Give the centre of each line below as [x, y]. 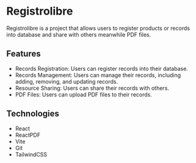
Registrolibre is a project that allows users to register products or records [98, 28]
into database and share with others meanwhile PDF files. [79, 34]
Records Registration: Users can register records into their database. [101, 68]
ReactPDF [28, 135]
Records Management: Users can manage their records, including [98, 75]
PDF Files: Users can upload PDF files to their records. [84, 94]
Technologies [33, 114]
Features [24, 54]
